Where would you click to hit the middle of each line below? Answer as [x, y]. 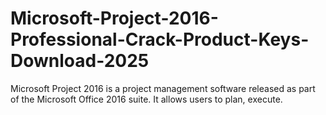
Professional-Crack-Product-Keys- [160, 39]
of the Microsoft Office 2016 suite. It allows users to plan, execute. [146, 99]
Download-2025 [80, 61]
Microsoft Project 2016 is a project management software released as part [163, 88]
